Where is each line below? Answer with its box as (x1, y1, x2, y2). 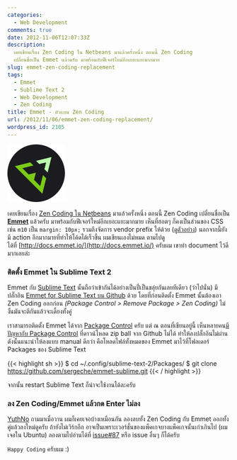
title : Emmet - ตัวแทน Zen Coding (7, 108, 105, 116)
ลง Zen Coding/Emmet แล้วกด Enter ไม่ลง (7, 398, 141, 408)
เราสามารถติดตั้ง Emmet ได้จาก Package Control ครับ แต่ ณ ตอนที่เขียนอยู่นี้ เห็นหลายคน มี (7, 321, 230, 330)
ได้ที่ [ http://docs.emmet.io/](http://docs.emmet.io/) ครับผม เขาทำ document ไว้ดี (7, 241, 229, 249)
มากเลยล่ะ (7, 249, 30, 257)
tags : (7, 71, 23, 78)
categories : (7, 11, 42, 18)
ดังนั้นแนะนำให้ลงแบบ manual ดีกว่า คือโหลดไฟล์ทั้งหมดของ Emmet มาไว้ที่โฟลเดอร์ (7, 337, 210, 346)
